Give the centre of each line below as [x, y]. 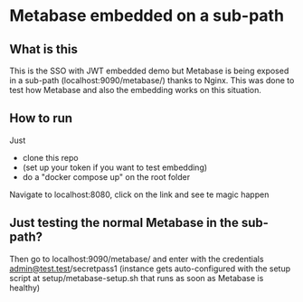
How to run [41, 118]
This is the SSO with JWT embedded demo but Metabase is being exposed [149, 71]
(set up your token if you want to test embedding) [115, 167]
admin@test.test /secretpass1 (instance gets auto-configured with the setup [150, 269]
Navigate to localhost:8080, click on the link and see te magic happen [139, 194]
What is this [44, 49]
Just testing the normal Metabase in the [124, 223]
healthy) [25, 288]
